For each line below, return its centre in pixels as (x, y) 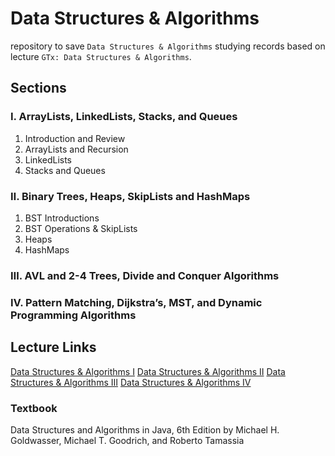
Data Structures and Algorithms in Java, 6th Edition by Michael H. (145, 429)
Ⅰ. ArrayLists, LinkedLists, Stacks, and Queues (124, 117)
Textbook (34, 408)
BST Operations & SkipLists (81, 228)
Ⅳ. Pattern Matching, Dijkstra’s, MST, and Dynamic (136, 302)
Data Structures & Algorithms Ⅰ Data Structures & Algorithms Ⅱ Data (148, 371)
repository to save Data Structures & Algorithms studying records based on (168, 46)
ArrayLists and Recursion (76, 149)
